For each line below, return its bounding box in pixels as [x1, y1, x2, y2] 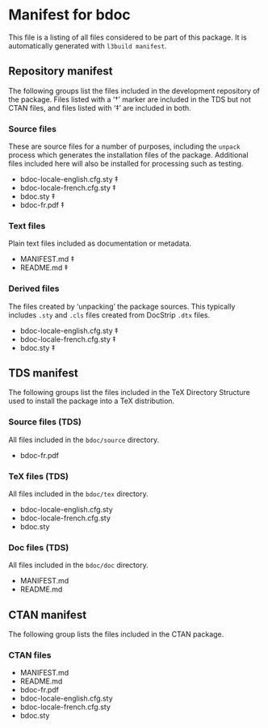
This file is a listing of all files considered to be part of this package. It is [8, 32, 248, 42]
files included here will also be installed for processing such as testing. [8, 159, 244, 169]
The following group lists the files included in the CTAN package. [8, 629, 224, 639]
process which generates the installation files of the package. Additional [8, 150, 249, 160]
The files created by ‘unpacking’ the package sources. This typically [8, 301, 236, 311]
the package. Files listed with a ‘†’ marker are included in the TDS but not [8, 95, 252, 104]
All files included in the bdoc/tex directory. [8, 489, 149, 499]
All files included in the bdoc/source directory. [8, 435, 160, 444]
